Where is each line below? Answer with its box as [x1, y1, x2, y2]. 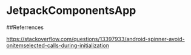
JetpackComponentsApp [6, 4, 136, 18]
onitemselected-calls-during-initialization [6, 42, 110, 49]
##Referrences [6, 24, 44, 31]
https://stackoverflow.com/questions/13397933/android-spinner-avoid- [6, 35, 185, 42]
